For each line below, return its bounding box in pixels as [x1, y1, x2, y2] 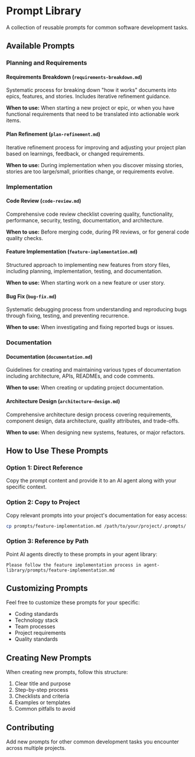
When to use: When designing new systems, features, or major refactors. [6, 429, 186, 436]
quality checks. [6, 234, 43, 241]
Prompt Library [6, 4, 82, 18]
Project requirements [14, 630, 66, 637]
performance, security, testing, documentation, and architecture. [6, 216, 164, 223]
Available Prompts [6, 41, 75, 51]
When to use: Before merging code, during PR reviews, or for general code [6, 228, 189, 235]
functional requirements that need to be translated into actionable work [6, 111, 179, 118]
